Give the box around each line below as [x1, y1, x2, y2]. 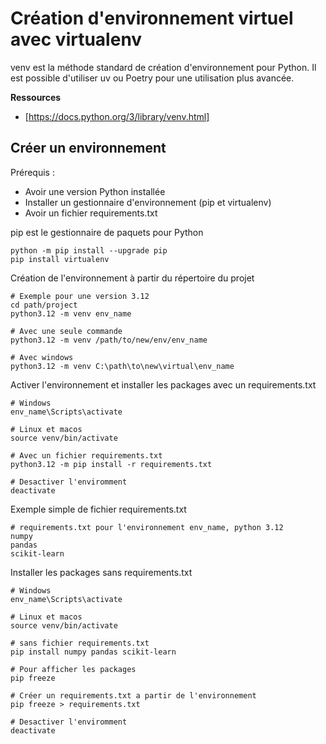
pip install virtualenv [10, 254, 110, 264]
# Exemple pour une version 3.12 [10, 291, 150, 301]
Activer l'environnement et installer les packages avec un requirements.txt [10, 378, 317, 391]
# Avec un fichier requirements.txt [10, 450, 163, 461]
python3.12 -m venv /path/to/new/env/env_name [10, 335, 208, 345]
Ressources [10, 91, 62, 103]
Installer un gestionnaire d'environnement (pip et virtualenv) [24, 196, 272, 208]
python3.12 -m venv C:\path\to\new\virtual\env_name [10, 361, 235, 371]
